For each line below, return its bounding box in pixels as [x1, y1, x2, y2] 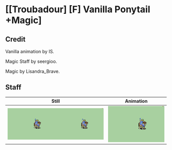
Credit [5, 35, 26, 44]
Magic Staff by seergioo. [5, 58, 57, 65]
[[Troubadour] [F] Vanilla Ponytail [5, 4, 150, 15]
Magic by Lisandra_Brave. [5, 68, 60, 74]
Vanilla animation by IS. [5, 49, 55, 54]
